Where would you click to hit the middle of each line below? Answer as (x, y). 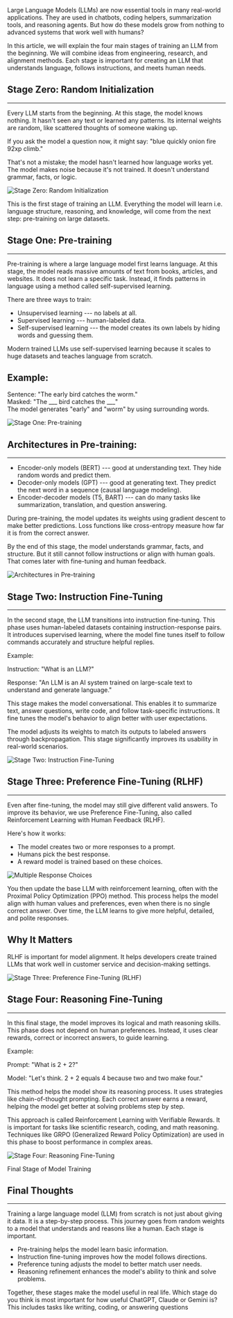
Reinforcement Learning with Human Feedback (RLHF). (86, 819)
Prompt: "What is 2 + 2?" (43, 1064)
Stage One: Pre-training (60, 240)
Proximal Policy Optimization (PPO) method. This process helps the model (113, 896)
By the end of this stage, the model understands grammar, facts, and (105, 547)
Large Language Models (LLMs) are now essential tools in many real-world (114, 10)
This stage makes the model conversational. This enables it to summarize (112, 704)
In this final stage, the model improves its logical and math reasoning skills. (114, 1022)
